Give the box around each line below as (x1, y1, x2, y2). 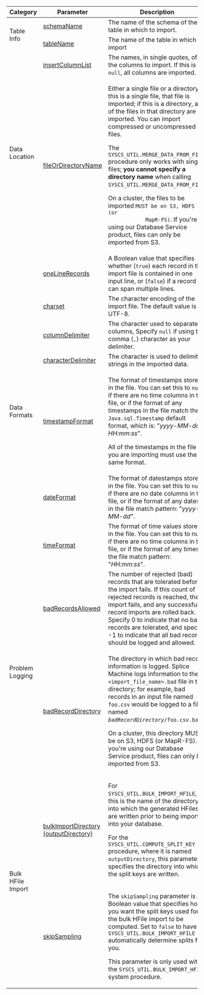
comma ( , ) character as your (108, 335, 191, 343)
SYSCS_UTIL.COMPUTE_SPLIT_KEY (108, 841, 195, 848)
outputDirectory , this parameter (108, 855, 200, 863)
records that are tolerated (108, 578, 181, 586)
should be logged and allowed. (108, 639, 195, 647)
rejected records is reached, (108, 593, 189, 601)
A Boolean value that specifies (108, 254, 195, 262)
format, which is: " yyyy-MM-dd (108, 421, 200, 430)
